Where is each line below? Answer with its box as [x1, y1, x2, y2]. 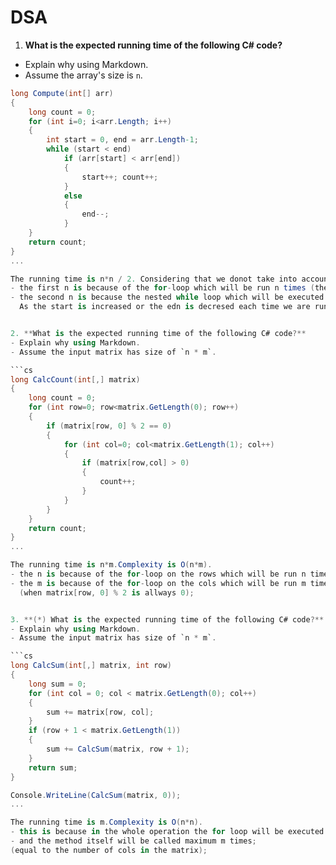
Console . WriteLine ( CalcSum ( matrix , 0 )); [10, 790, 182, 800]
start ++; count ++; [81, 172, 159, 182]
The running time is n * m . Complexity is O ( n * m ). [10, 560, 213, 570]
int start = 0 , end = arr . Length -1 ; [46, 135, 199, 145]
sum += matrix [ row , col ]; [46, 707, 155, 717]
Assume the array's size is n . [24, 69, 143, 81]
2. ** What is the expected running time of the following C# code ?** [10, 329, 307, 339]
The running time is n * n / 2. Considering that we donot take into [10, 274, 298, 284]
